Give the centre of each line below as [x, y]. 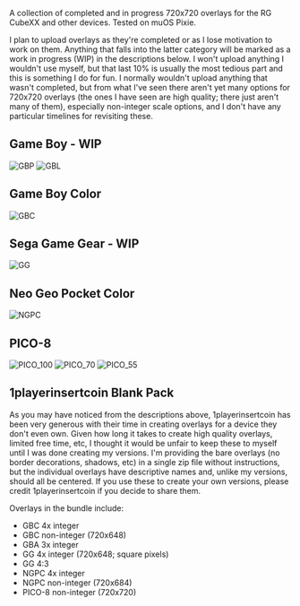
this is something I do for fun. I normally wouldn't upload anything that [139, 78]
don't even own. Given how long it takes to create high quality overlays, [141, 433]
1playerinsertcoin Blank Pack [92, 393]
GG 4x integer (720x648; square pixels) [95, 554]
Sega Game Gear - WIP [74, 244]
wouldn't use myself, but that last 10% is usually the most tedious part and [146, 68]
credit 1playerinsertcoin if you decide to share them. [105, 490]
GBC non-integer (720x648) [74, 535]
